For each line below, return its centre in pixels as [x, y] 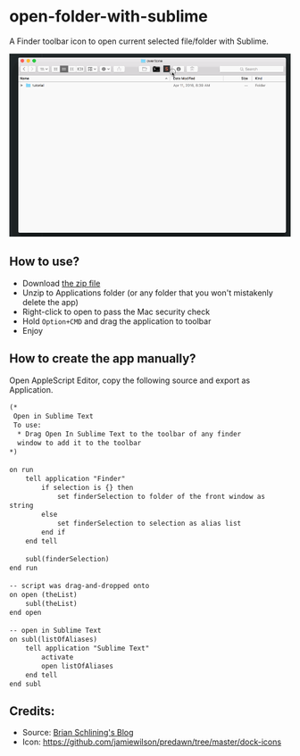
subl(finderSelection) [67, 559]
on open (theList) [43, 594]
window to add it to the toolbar [79, 443]
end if [54, 532]
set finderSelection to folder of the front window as [161, 496]
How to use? [45, 262]
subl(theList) [51, 603]
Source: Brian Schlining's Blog [78, 733]
